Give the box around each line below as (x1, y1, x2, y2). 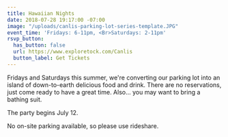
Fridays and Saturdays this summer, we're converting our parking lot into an (7, 73, 220, 82)
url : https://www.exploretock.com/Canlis (13, 49, 133, 55)
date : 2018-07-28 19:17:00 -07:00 (7, 16, 106, 23)
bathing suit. (7, 95, 42, 103)
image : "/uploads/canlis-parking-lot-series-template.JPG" (7, 23, 179, 29)
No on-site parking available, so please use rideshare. (7, 121, 159, 130)
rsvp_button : (7, 36, 44, 42)
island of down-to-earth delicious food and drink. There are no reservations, (7, 80, 222, 89)
